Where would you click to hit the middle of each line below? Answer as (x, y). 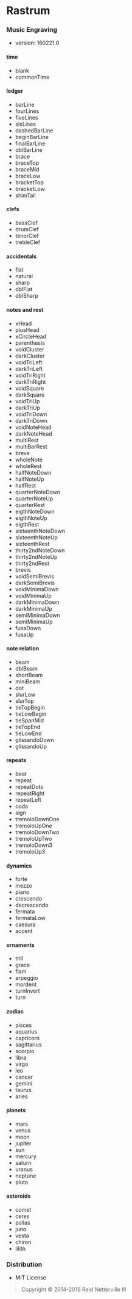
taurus (23, 1090)
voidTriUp (27, 401)
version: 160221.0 (37, 43)
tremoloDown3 (34, 845)
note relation (23, 649)
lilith (20, 1248)
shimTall (25, 195)
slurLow (25, 694)
